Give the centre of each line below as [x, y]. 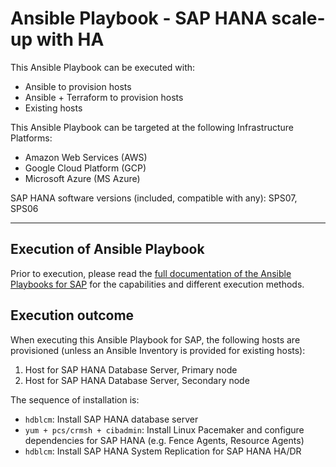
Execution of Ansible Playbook [107, 249]
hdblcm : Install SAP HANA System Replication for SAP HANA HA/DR [163, 451]
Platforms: [31, 138]
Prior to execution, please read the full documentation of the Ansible [151, 273]
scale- [298, 18]
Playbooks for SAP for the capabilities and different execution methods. [157, 284]
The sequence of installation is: [75, 399]
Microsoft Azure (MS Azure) [82, 178]
